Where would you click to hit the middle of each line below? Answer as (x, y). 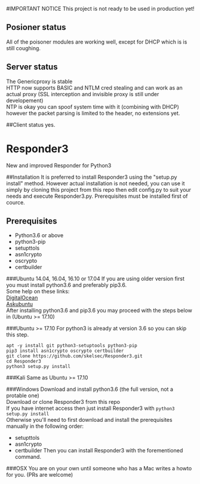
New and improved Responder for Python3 (59, 165)
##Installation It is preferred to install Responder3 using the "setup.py (92, 177)
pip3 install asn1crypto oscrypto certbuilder (65, 351)
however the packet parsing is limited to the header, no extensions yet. (93, 113)
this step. (18, 335)
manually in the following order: (45, 426)
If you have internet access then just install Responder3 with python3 (90, 408)
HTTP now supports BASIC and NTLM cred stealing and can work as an (95, 88)
